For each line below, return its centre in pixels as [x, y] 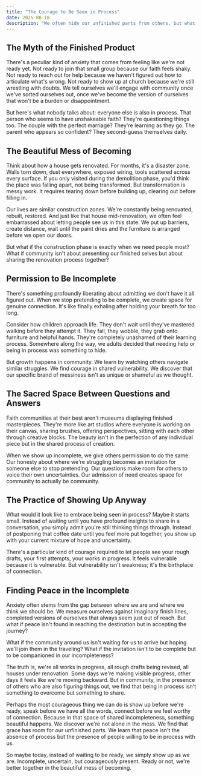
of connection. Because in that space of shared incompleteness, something [100, 718]
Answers [24, 403]
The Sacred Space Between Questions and [88, 394]
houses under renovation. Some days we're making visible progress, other [99, 673]
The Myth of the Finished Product [71, 48]
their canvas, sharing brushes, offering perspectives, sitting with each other [100, 431]
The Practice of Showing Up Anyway [76, 500]
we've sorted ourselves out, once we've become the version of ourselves [97, 94]
